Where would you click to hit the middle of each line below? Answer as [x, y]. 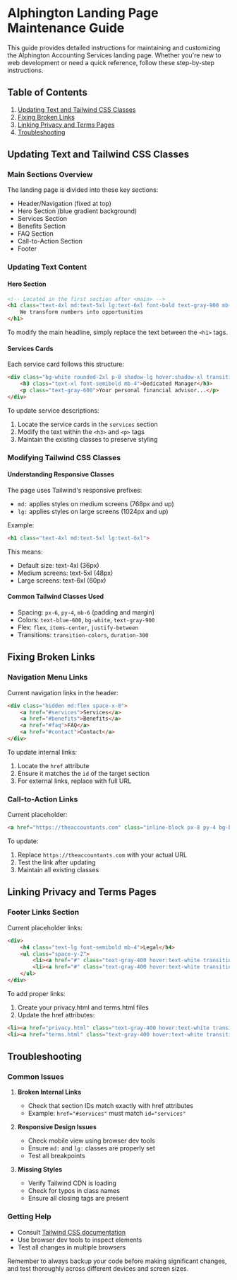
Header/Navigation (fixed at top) [64, 204]
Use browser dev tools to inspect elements [80, 1240]
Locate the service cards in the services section [87, 424]
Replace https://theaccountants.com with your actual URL [102, 855]
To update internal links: [42, 752]
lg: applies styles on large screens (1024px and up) [93, 511]
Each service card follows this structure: [66, 364]
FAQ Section [36, 234]
